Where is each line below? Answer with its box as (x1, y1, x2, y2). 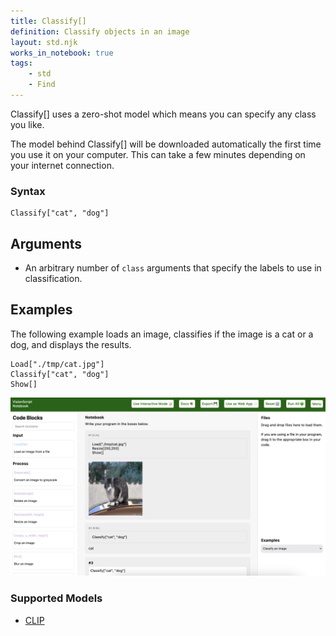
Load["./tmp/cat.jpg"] (10, 359, 105, 369)
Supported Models (10, 591, 103, 605)
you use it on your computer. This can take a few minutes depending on (10, 148, 306, 160)
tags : (10, 58, 33, 69)
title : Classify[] (10, 16, 87, 26)
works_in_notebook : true (10, 48, 114, 58)
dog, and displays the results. (10, 338, 132, 350)
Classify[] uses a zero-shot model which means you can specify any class (10, 108, 317, 120)
